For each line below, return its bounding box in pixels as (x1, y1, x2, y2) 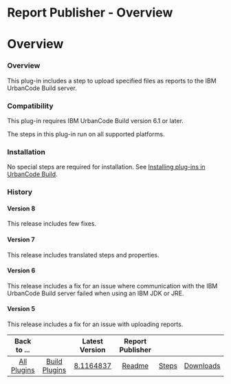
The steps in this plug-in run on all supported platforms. (7, 129, 165, 138)
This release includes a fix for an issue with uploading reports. (7, 320, 184, 328)
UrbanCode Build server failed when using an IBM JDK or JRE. (7, 289, 184, 297)
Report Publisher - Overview (7, 5, 173, 21)
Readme (122, 361, 149, 370)
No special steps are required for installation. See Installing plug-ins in (7, 163, 206, 171)
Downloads (184, 361, 221, 370)
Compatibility (7, 101, 54, 111)
